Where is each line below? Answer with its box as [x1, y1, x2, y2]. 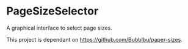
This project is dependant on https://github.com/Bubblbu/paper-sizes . [6, 36, 183, 43]
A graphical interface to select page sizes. [6, 24, 113, 31]
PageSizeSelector [6, 4, 99, 18]
